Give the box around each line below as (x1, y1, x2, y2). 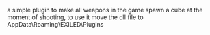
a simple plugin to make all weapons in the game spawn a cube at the (7, 6, 203, 14)
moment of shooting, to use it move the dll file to (7, 13, 144, 21)
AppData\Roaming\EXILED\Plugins (7, 21, 104, 28)
